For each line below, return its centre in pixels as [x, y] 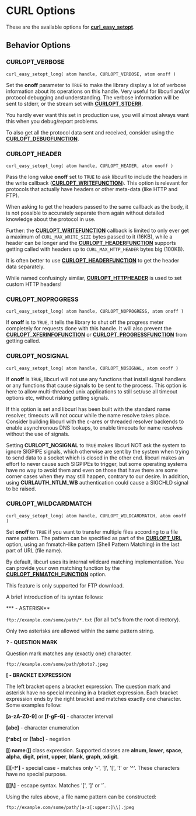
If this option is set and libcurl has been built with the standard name [88, 409]
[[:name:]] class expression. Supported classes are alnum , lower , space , [94, 750]
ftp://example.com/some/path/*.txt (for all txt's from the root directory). [93, 619]
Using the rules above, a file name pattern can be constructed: [81, 797]
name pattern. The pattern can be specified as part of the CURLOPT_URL [94, 538]
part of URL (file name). [34, 550]
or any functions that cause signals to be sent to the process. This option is [97, 385]
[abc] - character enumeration [43, 727]
